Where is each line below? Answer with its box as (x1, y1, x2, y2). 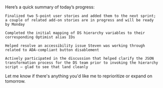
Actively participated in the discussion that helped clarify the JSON (5, 56, 154, 61)
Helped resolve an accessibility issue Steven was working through (5, 43, 145, 48)
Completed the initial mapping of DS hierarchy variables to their (5, 31, 145, 35)
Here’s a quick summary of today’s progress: (5, 4, 95, 10)
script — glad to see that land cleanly (5, 65, 89, 70)
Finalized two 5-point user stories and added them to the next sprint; (5, 14, 156, 18)
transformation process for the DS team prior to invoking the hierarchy (5, 60, 159, 65)
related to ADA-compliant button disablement (5, 48, 99, 53)
